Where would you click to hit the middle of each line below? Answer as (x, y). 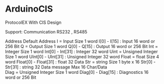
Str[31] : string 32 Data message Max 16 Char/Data (56, 67)
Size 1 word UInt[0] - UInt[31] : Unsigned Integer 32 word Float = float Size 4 (82, 56)
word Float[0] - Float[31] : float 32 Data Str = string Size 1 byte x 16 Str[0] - (80, 62)
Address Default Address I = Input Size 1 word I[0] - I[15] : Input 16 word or (80, 41)
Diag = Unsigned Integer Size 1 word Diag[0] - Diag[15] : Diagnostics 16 (77, 72)
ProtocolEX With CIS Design (33, 22)
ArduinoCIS (29, 9)
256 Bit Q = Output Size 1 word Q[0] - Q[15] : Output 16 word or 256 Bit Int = (82, 46)
